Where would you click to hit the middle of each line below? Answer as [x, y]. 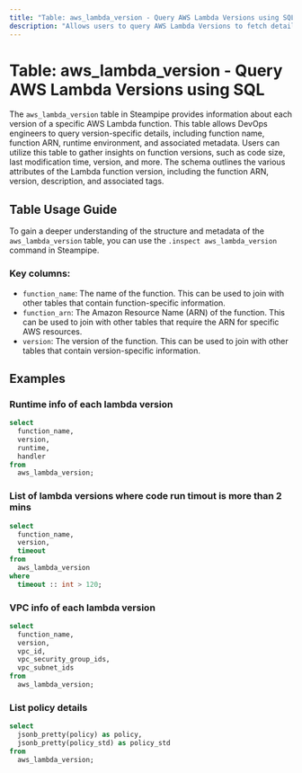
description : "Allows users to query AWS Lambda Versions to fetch [138, 26]
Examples [37, 378]
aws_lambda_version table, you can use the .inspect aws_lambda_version [143, 241]
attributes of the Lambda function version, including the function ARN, [139, 172]
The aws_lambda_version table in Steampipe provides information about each [151, 114]
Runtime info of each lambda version [91, 404]
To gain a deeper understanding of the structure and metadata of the [137, 231]
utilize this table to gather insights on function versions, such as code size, [147, 153]
